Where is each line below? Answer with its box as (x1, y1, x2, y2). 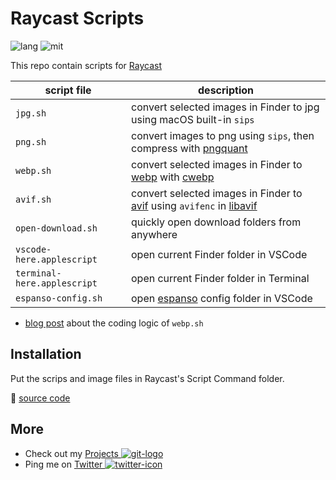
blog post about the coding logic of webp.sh (24, 317, 204, 329)
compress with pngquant (131, 141, 248, 155)
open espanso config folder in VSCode (131, 291, 313, 305)
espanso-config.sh (15, 292, 103, 304)
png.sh (15, 136, 47, 147)
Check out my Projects (24, 447, 119, 459)
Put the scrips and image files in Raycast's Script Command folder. (10, 372, 285, 384)
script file (44, 83, 92, 97)
